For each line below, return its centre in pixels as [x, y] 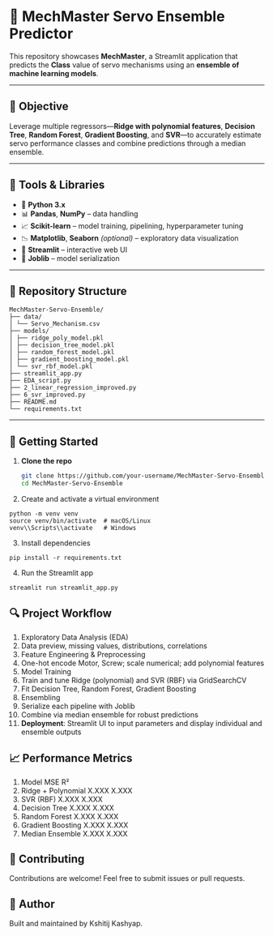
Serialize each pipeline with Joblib [78, 706]
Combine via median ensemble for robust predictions [110, 714]
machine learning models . [54, 73]
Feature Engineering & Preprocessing [83, 654]
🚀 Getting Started [54, 441]
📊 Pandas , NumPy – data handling [79, 213]
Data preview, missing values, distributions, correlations [114, 645]
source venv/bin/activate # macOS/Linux [80, 521]
